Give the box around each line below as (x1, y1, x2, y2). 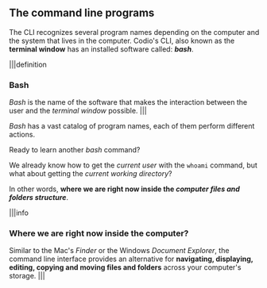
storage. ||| (9, 271, 46, 281)
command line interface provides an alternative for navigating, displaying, (9, 254, 253, 264)
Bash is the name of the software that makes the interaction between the (9, 98, 248, 107)
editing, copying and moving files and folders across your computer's (9, 263, 242, 272)
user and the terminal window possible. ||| (9, 106, 147, 116)
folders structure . (9, 193, 68, 202)
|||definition (9, 60, 47, 69)
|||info (9, 208, 29, 217)
